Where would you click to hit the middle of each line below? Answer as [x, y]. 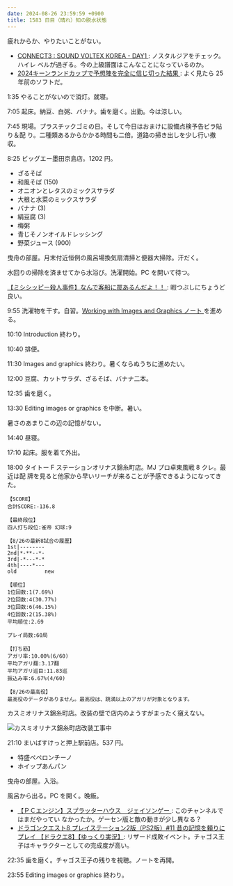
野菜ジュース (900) [44, 243]
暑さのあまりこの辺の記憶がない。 [56, 422]
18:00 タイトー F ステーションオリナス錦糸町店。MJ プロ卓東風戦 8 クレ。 [114, 467]
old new [31, 571]
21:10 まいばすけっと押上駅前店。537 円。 [67, 743]
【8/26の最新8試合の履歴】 [41, 541]
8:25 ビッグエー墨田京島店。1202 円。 [62, 158]
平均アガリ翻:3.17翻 [33, 663]
